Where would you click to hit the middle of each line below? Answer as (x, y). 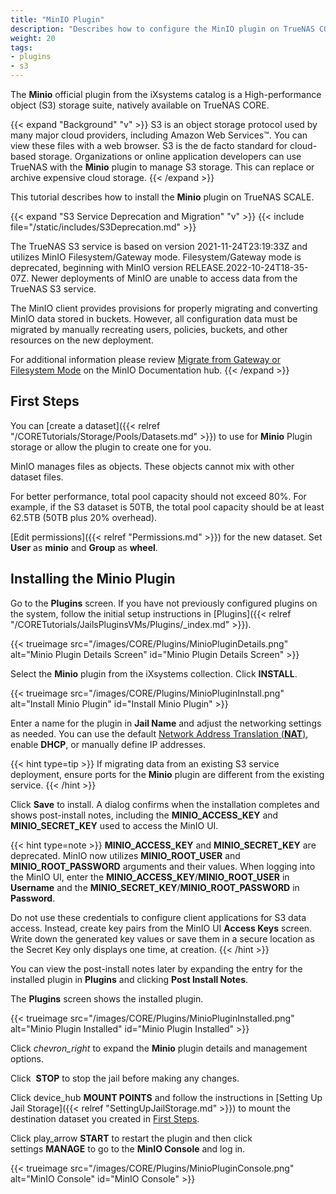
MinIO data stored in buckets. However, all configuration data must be (154, 319)
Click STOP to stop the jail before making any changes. (125, 1078)
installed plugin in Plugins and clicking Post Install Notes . (129, 979)
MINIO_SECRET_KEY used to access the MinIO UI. (114, 825)
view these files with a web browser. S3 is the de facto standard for (149, 145)
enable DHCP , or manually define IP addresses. (108, 744)
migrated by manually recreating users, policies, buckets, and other (149, 329)
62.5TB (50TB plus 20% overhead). (84, 517)
